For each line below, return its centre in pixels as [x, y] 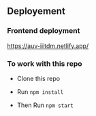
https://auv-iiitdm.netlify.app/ [48, 46]
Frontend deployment [44, 31]
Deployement [36, 11]
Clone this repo [38, 78]
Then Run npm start [45, 105]
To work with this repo [45, 63]
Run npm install [40, 91]
